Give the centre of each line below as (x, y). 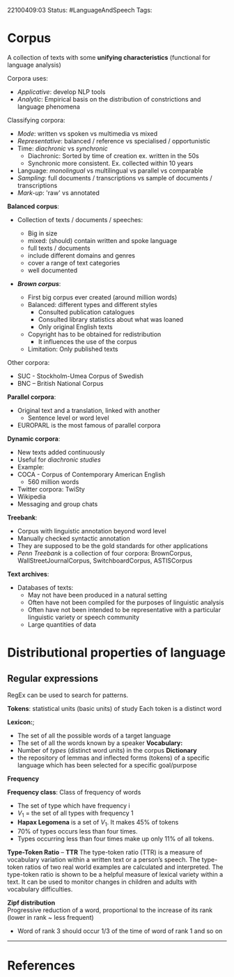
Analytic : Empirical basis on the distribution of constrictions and (109, 99)
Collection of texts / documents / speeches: (80, 219)
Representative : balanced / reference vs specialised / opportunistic (114, 141)
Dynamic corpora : (34, 439)
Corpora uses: (28, 78)
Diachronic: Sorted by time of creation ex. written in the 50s (114, 155)
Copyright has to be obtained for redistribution (94, 334)
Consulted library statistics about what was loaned (111, 319)
